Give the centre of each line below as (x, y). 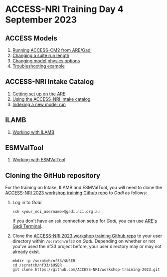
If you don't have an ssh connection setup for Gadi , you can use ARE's (84, 221)
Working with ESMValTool (39, 160)
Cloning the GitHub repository (53, 175)
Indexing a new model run (39, 104)
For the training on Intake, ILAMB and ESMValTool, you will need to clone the (84, 188)
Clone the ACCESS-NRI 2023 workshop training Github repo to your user (87, 236)
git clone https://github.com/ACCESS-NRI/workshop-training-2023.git (86, 270)
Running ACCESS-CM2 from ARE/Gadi (52, 50)
